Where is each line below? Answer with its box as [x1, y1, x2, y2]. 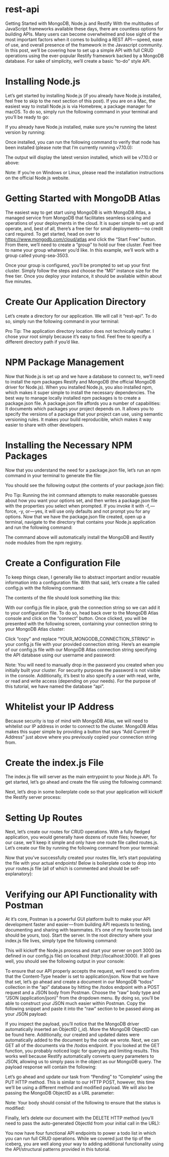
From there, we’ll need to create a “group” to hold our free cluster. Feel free [5, 242, 161, 248]
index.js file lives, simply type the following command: [5, 938, 118, 944]
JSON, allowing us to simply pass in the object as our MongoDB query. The [5, 1059, 161, 1065]
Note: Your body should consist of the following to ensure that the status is [5, 1100, 161, 1106]
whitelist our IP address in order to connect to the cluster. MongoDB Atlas [5, 723, 158, 729]
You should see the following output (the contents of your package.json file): [5, 482, 164, 488]
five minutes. [5, 278, 32, 284]
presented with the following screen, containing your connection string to [5, 621, 158, 627]
